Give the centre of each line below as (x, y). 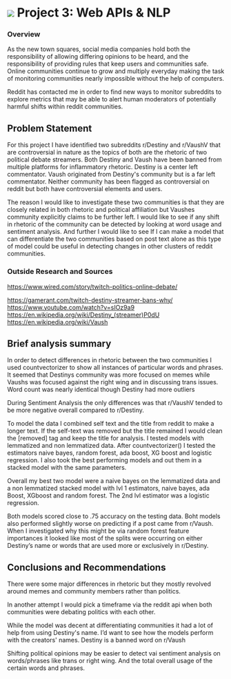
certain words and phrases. (46, 668)
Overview (24, 35)
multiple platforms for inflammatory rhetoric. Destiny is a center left (103, 167)
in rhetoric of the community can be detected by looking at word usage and (114, 224)
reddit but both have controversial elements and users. (85, 189)
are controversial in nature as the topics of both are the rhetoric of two (107, 152)
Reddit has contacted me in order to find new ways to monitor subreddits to (114, 92)
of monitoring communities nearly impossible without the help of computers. (116, 79)
